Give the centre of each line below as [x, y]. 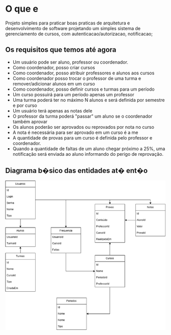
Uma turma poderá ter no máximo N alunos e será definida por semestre [89, 100]
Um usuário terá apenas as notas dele [52, 110]
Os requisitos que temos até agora [61, 50]
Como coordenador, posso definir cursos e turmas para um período [83, 89]
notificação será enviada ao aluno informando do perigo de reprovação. [88, 154]
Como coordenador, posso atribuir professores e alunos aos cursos [83, 73]
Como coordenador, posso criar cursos [54, 67]
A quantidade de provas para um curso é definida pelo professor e [82, 137]
